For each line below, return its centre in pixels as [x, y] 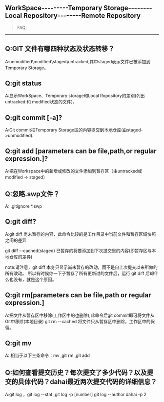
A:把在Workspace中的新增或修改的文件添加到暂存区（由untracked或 [74, 171]
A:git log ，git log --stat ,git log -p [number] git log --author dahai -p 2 [76, 395]
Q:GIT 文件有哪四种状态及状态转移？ [60, 49]
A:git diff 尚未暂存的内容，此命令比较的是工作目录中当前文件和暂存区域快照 [81, 234]
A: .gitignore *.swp [24, 206]
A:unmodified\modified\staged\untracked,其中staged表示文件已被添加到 [78, 61]
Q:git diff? [21, 222]
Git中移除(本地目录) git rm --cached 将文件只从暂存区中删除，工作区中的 [78, 321]
